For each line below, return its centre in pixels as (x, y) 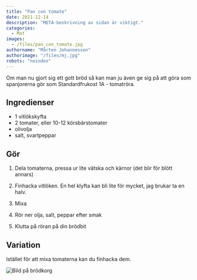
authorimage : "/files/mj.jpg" (43, 55)
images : (16, 39)
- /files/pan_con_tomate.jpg (47, 45)
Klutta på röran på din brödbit (50, 226)
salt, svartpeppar (35, 136)
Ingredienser (30, 102)
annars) (24, 174)
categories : (21, 28)
